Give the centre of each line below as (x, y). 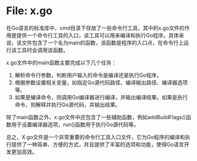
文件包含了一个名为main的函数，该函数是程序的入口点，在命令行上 (103, 42)
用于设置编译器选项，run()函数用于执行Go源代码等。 (75, 124)
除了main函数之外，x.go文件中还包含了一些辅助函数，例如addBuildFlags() (96, 117)
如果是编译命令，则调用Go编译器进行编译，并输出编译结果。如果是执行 (101, 97)
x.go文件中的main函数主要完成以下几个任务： (62, 63)
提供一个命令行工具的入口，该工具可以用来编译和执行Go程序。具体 (98, 35)
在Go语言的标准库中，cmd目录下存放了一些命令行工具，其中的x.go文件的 (96, 28)
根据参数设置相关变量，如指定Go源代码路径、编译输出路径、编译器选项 (101, 82)
